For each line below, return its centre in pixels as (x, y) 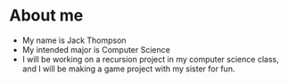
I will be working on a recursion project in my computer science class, (150, 59)
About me (46, 16)
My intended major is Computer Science (96, 49)
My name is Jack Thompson (74, 40)
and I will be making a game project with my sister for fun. (128, 69)
